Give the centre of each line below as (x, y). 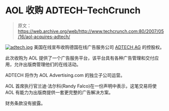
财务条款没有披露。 (25, 103)
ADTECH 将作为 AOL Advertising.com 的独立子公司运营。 (65, 75)
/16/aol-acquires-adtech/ (44, 37)
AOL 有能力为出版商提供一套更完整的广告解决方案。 (59, 92)
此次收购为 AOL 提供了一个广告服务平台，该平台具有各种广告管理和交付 (80, 58)
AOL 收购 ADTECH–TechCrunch (73, 10)
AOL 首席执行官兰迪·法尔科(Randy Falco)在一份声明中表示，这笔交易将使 (81, 86)
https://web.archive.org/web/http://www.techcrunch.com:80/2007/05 (91, 31)
